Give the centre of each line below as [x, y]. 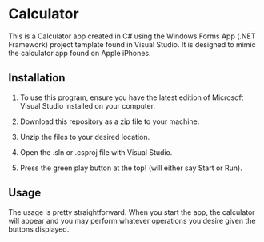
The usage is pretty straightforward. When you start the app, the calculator [132, 212]
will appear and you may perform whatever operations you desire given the [132, 220]
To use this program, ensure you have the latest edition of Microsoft [132, 97]
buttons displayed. [39, 229]
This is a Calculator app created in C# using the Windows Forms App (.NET [132, 36]
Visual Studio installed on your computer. [88, 105]
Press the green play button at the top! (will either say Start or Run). [131, 168]
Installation [37, 78]
